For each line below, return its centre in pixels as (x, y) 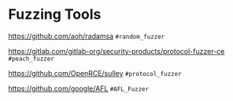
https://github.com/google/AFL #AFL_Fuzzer (79, 88)
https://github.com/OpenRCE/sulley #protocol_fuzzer (95, 73)
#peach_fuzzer (31, 59)
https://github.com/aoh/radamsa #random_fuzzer (87, 36)
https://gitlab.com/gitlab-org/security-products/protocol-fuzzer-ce (116, 51)
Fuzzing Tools (55, 14)
